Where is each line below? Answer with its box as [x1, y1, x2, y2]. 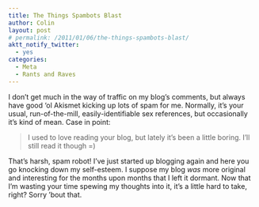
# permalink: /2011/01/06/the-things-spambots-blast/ [8, 33, 190, 42]
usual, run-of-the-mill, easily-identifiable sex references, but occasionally [8, 108, 248, 119]
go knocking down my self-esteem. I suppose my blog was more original [8, 164, 246, 174]
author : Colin [8, 19, 55, 27]
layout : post [8, 26, 51, 34]
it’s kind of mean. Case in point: [8, 117, 111, 126]
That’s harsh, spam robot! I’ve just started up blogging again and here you [8, 156, 249, 166]
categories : [8, 56, 48, 64]
